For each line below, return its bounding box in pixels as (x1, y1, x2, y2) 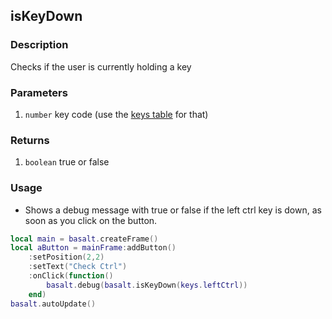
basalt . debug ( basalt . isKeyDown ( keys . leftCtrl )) (46, 280, 248, 290)
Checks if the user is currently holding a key (10, 60, 192, 73)
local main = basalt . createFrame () (10, 234, 159, 244)
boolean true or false (24, 156, 110, 168)
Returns (10, 133, 50, 147)
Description (10, 38, 69, 52)
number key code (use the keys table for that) (24, 108, 209, 120)
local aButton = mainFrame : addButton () (10, 243, 177, 253)
